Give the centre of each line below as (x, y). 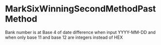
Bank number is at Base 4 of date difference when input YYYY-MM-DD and (80, 32)
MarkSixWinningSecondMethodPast (80, 9)
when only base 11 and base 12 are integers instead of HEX (64, 37)
